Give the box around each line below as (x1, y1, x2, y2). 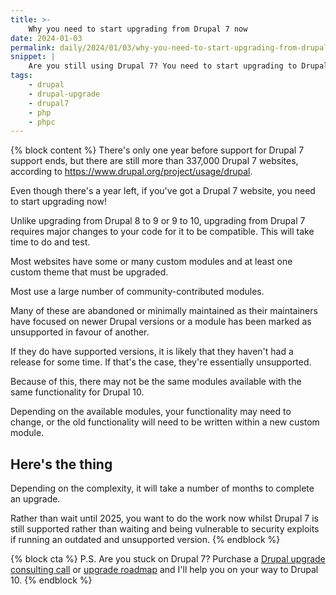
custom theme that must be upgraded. (10, 266, 169, 278)
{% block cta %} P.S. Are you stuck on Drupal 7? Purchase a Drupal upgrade (10, 553, 326, 565)
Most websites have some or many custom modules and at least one (10, 256, 293, 268)
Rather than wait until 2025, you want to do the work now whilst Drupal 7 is (10, 512, 319, 525)
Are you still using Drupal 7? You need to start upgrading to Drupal (28, 61, 329, 71)
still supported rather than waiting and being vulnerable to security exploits (10, 523, 320, 535)
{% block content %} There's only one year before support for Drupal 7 (10, 144, 305, 156)
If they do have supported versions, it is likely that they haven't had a (10, 346, 294, 358)
